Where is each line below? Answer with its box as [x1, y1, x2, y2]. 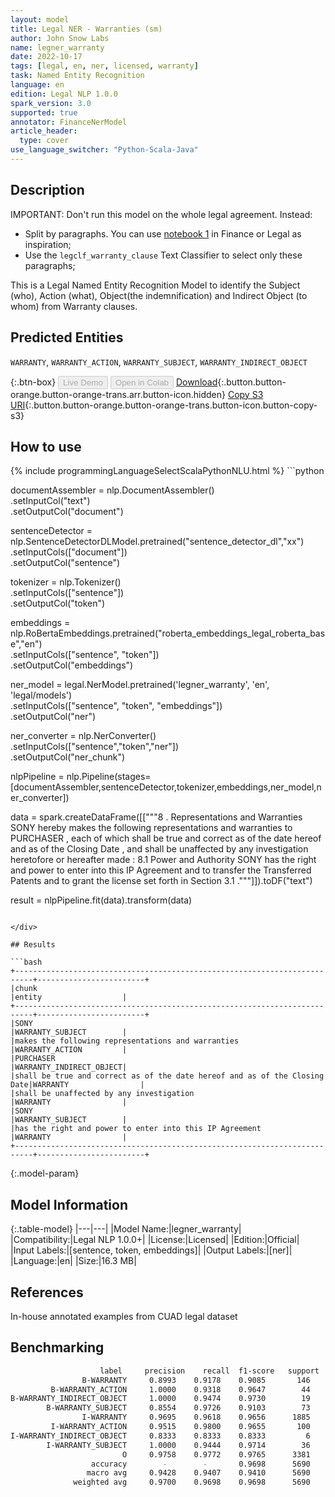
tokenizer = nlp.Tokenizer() [10, 576, 122, 588]
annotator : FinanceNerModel [10, 117, 128, 127]
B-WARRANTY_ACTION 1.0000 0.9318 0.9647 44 [50, 1384, 311, 1395]
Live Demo [63, 377, 103, 388]
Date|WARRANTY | [10, 1080, 145, 1090]
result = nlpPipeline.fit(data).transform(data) [10, 894, 193, 906]
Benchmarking [10, 1339, 105, 1356]
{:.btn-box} [10, 376, 57, 388]
